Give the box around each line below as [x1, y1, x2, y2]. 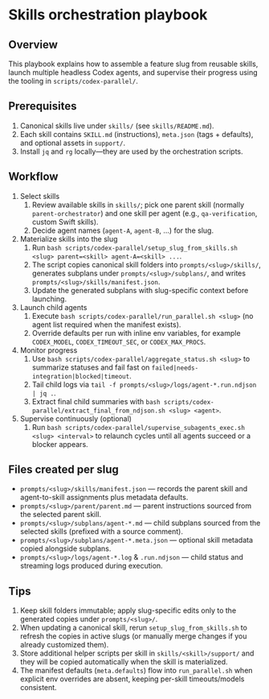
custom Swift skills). [31, 217, 99, 226]
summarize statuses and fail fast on [31, 362, 150, 372]
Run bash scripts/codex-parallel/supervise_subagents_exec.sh [31, 422, 245, 432]
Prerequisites [8, 99, 77, 114]
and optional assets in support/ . [19, 138, 126, 147]
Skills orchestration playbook [8, 6, 208, 24]
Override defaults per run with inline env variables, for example [31, 328, 241, 337]
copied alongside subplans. [19, 544, 112, 553]
